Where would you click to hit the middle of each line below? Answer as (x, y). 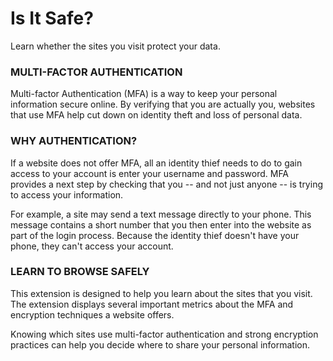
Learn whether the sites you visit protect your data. (115, 46)
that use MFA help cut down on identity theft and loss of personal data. (156, 115)
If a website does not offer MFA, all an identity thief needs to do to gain (156, 163)
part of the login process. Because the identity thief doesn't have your (155, 235)
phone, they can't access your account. (92, 246)
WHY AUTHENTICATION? (74, 141)
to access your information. (67, 194)
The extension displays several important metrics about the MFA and (152, 304)
